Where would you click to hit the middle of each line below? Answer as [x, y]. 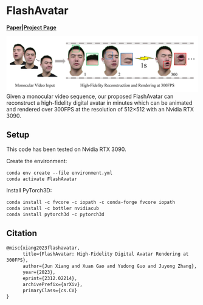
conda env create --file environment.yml [60, 173]
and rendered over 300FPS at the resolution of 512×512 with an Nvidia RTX [100, 109]
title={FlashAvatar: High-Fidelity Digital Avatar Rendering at [105, 254]
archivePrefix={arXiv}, [53, 285]
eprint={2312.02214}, [50, 279]
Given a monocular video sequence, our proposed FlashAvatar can [90, 96]
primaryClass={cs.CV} [50, 291]
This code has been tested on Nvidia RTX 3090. [66, 149]
